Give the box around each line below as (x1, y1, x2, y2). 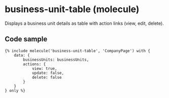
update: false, (31, 70, 64, 75)
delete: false (31, 75, 62, 80)
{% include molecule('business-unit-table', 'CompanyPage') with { (5, 48, 151, 54)
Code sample (5, 35, 48, 43)
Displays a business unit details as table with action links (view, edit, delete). (5, 20, 164, 26)
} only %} (5, 88, 26, 93)
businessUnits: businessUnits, (23, 57, 89, 62)
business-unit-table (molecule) (5, 4, 140, 15)
